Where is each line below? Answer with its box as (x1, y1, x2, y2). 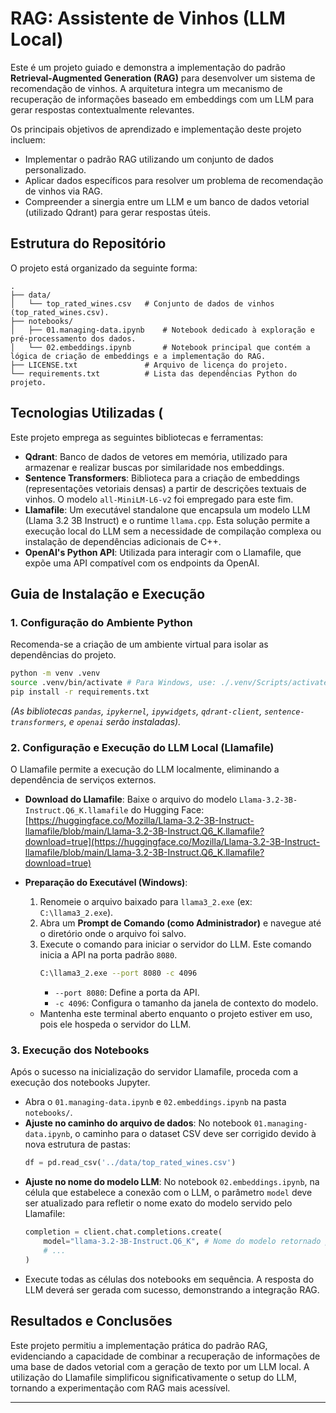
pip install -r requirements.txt (10, 687, 150, 697)
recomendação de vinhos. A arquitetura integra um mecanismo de (10, 82, 283, 94)
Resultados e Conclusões (10, 1313, 173, 1330)
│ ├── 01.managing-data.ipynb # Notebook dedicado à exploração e (10, 325, 315, 335)
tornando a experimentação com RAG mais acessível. (10, 1382, 231, 1394)
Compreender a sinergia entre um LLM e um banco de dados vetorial (24, 195, 310, 207)
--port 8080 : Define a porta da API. (54, 987, 200, 999)
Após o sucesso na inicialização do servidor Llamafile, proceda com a (10, 1066, 299, 1078)
